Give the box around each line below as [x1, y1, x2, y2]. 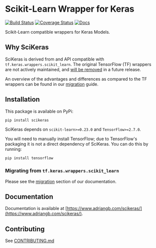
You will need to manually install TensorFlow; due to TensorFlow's [5, 136, 137, 142]
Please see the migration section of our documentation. [5, 178, 117, 184]
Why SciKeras [5, 43, 49, 52]
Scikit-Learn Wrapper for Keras [5, 3, 135, 15]
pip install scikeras [5, 118, 49, 123]
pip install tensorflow [5, 156, 54, 161]
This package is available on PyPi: [5, 108, 74, 114]
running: [5, 146, 22, 152]
